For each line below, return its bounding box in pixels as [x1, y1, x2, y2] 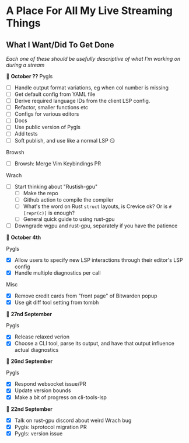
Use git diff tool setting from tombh [14, 299, 99, 306]
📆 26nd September [6, 358, 53, 365]
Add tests [14, 130, 38, 137]
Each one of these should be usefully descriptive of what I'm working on [6, 56, 181, 62]
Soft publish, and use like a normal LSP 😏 [14, 137, 116, 144]
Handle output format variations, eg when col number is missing [14, 84, 169, 91]
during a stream [6, 61, 45, 68]
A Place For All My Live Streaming [6, 4, 173, 18]
